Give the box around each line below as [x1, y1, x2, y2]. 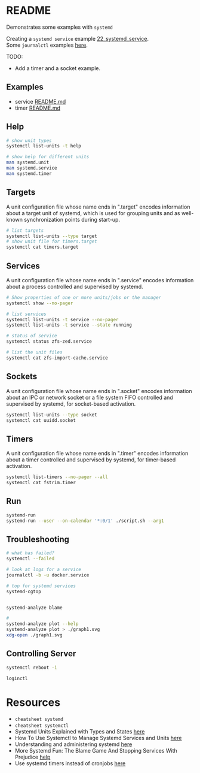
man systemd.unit [6, 159, 50, 165]
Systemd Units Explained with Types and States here [14, 728, 145, 735]
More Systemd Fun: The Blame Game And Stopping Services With [14, 747, 177, 754]
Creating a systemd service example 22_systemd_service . [6, 35, 149, 42]
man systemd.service [6, 165, 58, 171]
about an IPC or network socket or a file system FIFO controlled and [6, 394, 173, 401]
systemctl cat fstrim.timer [6, 480, 76, 486]
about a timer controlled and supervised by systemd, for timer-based [6, 456, 176, 463]
